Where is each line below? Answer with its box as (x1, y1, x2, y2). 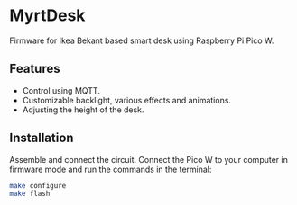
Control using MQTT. (22, 85, 101, 95)
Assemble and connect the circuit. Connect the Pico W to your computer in (9, 154, 289, 165)
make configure (9, 181, 67, 190)
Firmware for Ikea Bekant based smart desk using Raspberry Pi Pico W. (9, 35, 274, 46)
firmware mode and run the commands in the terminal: (9, 164, 212, 174)
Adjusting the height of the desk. (22, 104, 144, 115)
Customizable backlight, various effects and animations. (22, 94, 232, 105)
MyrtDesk (9, 5, 86, 26)
